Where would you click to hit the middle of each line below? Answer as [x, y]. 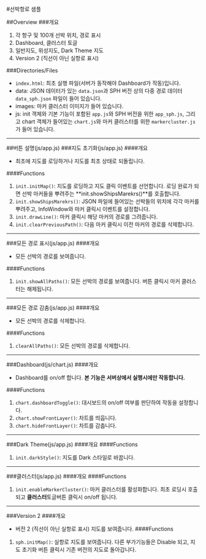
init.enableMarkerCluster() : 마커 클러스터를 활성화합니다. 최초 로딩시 [101, 489]
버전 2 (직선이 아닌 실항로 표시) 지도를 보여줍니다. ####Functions [94, 529]
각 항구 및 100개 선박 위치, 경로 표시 [58, 35]
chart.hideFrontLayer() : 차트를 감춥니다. [66, 425]
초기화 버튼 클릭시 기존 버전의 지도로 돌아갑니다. [79, 549]
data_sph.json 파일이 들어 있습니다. [59, 98]
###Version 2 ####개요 [36, 516]
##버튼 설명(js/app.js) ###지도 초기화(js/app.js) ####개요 [77, 148]
